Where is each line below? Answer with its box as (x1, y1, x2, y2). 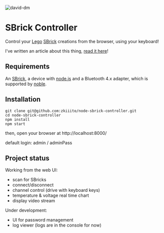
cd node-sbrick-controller (5, 113, 61, 117)
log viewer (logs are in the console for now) (12, 222, 102, 228)
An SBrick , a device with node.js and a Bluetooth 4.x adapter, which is (5, 75, 148, 81)
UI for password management (12, 217, 74, 223)
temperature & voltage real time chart (12, 192, 89, 198)
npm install (5, 117, 30, 122)
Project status (5, 154, 50, 162)
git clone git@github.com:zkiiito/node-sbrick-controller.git (5, 108, 137, 114)
